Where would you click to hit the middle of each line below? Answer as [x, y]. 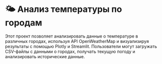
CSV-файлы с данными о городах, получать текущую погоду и [70, 51]
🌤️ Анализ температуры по [64, 9]
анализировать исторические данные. [45, 56]
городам [24, 23]
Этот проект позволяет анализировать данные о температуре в [72, 36]
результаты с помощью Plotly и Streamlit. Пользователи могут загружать [81, 46]
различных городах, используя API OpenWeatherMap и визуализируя [77, 41]
